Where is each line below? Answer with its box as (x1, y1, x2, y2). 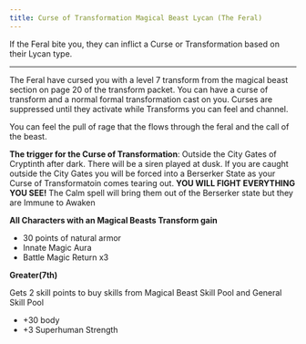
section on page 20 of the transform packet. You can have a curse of (9, 84, 269, 95)
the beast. (9, 130, 47, 141)
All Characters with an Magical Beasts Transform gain (9, 214, 218, 225)
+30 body (22, 314, 60, 325)
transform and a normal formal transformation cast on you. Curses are (9, 93, 273, 105)
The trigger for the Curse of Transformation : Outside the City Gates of (9, 148, 278, 160)
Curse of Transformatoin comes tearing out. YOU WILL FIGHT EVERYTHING (9, 177, 296, 188)
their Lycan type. (9, 47, 73, 59)
